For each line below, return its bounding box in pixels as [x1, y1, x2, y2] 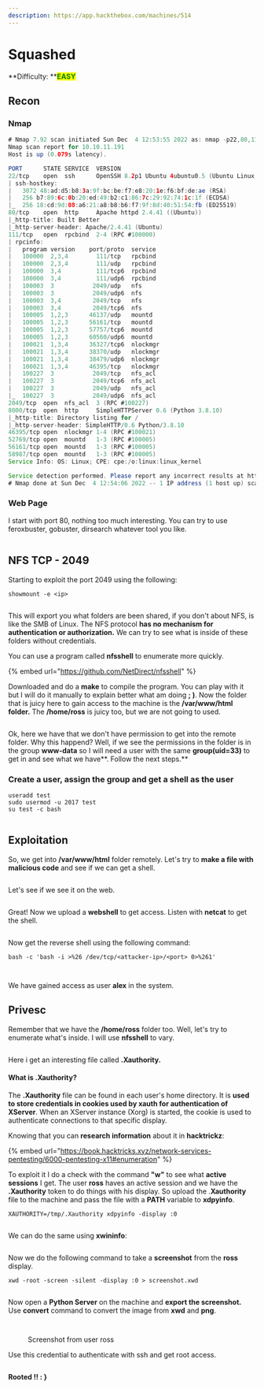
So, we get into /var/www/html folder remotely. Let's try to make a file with [8, 854, 254, 863]
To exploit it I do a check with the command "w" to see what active [8, 1169, 227, 1179]
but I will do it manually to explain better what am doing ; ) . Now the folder [8, 690, 247, 700]
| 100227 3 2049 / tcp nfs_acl [8, 370, 156, 378]
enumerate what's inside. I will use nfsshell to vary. [8, 1033, 175, 1042]
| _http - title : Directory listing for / [8, 414, 139, 422]
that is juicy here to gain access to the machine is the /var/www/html [8, 698, 233, 707]
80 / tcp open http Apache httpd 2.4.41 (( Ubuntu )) [8, 209, 202, 217]
